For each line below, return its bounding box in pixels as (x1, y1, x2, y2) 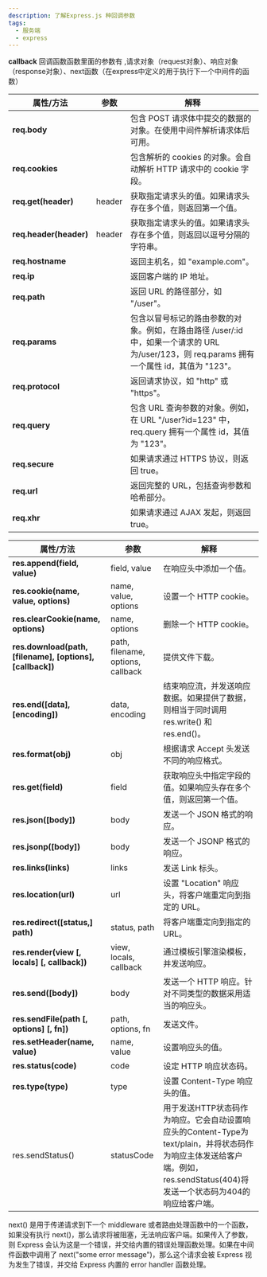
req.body (12, 124, 48, 135)
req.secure (12, 459, 54, 470)
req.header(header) (12, 228, 89, 240)
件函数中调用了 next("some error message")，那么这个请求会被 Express (8, 1250, 244, 1259)
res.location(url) (12, 889, 75, 900)
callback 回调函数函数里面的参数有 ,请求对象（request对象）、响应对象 (8, 57, 238, 66)
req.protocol (12, 381, 60, 392)
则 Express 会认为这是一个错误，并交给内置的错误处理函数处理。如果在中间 (8, 1240, 254, 1250)
